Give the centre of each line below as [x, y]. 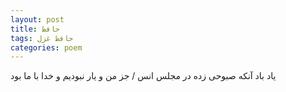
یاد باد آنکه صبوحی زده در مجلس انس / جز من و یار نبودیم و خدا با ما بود [143, 76]
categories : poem [46, 47]
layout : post [37, 19]
